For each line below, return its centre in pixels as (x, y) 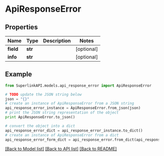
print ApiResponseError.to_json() (40, 117)
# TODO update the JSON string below (43, 94)
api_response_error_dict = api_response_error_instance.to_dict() (74, 131)
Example (19, 74)
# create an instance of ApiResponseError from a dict (62, 135)
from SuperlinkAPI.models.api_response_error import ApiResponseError (78, 86)
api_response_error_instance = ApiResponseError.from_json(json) (73, 108)
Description (57, 41)
